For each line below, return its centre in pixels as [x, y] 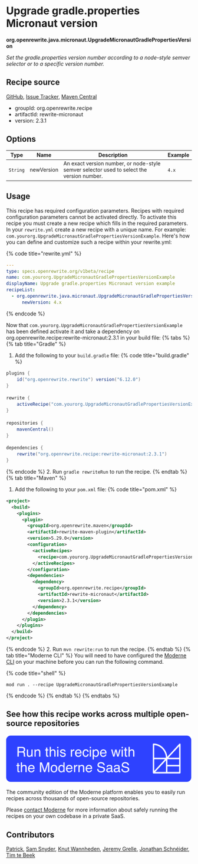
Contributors [30, 835]
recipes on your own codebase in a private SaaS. [66, 816]
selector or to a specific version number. [55, 64]
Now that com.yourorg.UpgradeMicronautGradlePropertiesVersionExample [94, 325]
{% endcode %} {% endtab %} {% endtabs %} [63, 696]
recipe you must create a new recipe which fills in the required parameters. [97, 223]
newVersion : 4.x [42, 302]
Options [21, 139]
